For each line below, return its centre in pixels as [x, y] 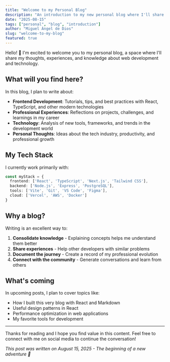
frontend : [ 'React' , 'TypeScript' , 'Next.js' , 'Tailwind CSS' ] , [79, 181]
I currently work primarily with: [37, 167]
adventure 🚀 [18, 354]
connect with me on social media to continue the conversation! [71, 339]
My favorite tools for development [48, 319]
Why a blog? [25, 216]
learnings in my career [36, 118]
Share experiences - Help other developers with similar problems [81, 248]
